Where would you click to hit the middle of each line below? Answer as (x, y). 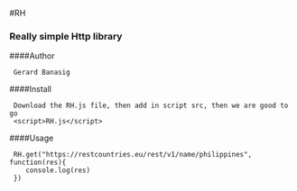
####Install (31, 89)
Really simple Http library (66, 36)
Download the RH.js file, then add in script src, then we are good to (151, 106)
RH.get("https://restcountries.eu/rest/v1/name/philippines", (133, 155)
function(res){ (38, 163)
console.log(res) (58, 170)
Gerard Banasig (42, 73)
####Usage (32, 138)
